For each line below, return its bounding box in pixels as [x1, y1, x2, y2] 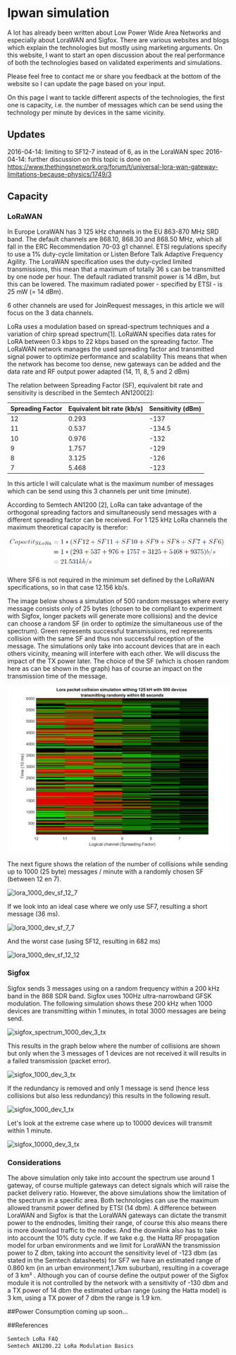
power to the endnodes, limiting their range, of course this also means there [7, 1219, 228, 1227]
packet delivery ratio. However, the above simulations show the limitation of [7, 1188, 227, 1198]
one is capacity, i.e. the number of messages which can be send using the [7, 100, 223, 109]
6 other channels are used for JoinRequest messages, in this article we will [7, 302, 225, 310]
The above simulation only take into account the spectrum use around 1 [7, 1174, 215, 1182]
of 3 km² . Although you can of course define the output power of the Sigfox [7, 1271, 229, 1279]
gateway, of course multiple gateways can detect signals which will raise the [7, 1181, 230, 1190]
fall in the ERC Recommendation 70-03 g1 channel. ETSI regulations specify [7, 242, 227, 251]
